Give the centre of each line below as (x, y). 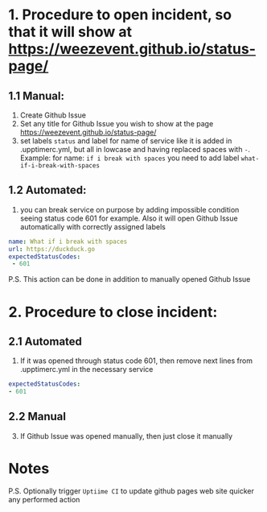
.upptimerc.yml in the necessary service (86, 370)
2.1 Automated (45, 341)
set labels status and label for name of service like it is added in (126, 141)
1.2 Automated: (47, 190)
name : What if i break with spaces (68, 242)
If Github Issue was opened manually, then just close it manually (126, 436)
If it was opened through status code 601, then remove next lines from (136, 361)
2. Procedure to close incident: (113, 312)
